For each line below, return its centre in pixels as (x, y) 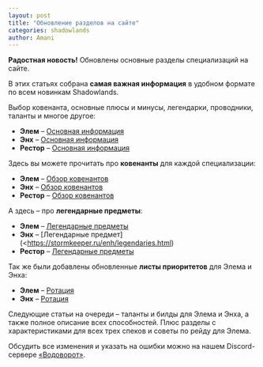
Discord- (240, 346)
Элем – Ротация (47, 290)
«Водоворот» (61, 355)
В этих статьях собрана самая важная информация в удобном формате (131, 84)
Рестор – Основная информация (75, 148)
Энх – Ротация (44, 299)
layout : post (30, 15)
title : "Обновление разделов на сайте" (74, 23)
